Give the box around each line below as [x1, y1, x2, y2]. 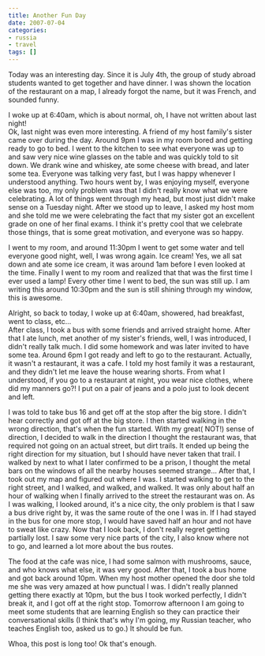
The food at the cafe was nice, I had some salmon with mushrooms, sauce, [8, 557, 252, 566]
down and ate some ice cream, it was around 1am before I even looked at [8, 259, 246, 269]
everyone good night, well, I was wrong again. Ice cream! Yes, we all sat [8, 252, 242, 260]
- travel [8, 41, 37, 49]
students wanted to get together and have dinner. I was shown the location [8, 78, 252, 88]
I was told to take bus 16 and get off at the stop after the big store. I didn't [8, 408, 247, 416]
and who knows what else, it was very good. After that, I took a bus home [8, 565, 247, 574]
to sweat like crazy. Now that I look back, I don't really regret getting [8, 525, 230, 534]
